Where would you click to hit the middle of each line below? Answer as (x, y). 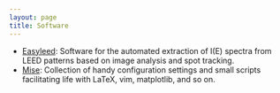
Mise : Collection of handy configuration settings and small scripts (141, 70)
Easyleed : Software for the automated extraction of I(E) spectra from (147, 50)
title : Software (39, 26)
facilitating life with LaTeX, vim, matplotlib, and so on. (118, 79)
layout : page (33, 17)
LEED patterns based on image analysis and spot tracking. (128, 60)
